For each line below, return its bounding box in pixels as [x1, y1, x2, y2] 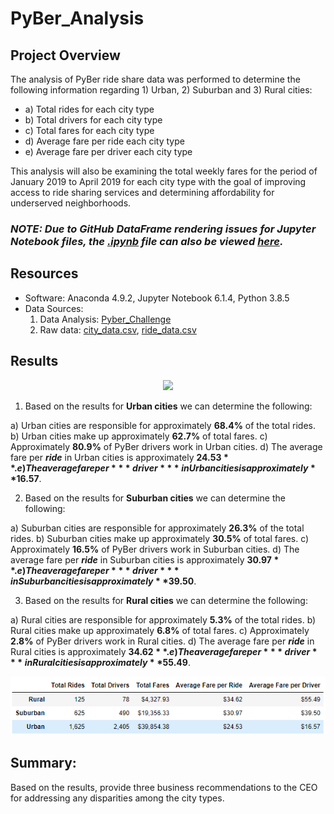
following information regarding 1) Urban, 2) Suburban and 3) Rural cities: [10, 84, 313, 96]
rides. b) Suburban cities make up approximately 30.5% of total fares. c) [10, 532, 310, 544]
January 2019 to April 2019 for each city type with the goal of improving [10, 176, 307, 187]
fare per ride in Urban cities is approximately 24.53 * [10, 451, 229, 463]
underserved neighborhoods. [10, 197, 132, 209]
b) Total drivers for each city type [24, 114, 163, 126]
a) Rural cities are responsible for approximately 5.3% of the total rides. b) [10, 613, 317, 626]
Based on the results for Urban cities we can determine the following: [24, 400, 313, 412]
